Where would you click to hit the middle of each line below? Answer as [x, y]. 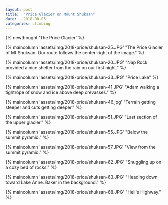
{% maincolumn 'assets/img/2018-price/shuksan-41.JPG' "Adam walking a [82, 87]
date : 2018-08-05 [26, 19]
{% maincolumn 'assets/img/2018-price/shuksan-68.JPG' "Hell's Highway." [83, 192]
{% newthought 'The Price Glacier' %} [45, 38]
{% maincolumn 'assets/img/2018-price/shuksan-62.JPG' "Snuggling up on [83, 162]
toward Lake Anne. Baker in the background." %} [56, 182]
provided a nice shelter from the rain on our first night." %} [66, 68]
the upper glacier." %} [28, 122]
